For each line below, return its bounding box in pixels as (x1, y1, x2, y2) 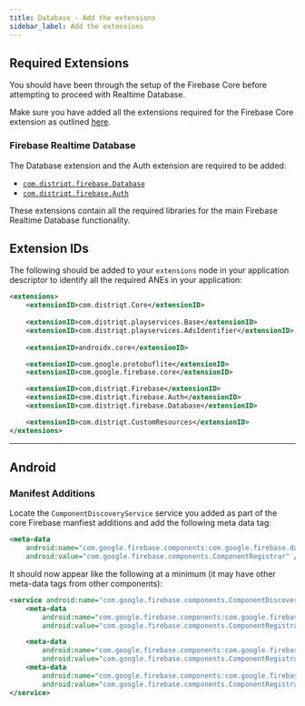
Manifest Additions (9, 487, 95, 499)
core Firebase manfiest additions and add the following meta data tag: (9, 518, 272, 529)
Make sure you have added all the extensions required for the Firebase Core (9, 106, 294, 118)
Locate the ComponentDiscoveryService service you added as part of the (9, 508, 278, 519)
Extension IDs (9, 241, 89, 256)
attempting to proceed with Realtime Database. (9, 89, 186, 100)
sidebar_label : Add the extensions (9, 22, 144, 31)
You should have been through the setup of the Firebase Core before (9, 79, 268, 91)
